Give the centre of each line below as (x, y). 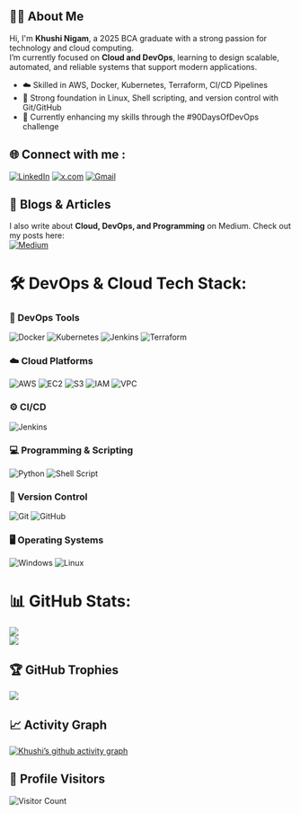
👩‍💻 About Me (47, 17)
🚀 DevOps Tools (44, 317)
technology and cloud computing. (72, 48)
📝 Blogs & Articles (60, 204)
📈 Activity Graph (58, 725)
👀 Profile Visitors (57, 779)
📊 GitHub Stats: (71, 601)
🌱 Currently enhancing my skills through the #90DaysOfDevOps (140, 117)
